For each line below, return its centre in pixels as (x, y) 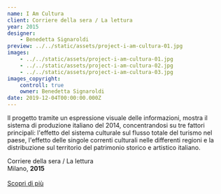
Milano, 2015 (26, 169)
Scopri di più (26, 183)
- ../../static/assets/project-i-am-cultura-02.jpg (97, 66)
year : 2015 (23, 27)
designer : (22, 33)
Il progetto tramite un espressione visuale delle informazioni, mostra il (107, 118)
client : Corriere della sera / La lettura (70, 20)
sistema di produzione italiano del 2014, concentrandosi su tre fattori (106, 125)
